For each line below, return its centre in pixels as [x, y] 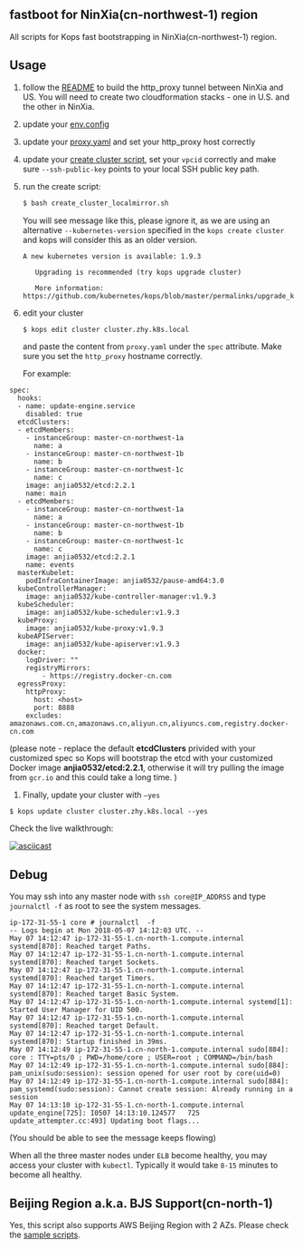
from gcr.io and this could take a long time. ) [94, 777]
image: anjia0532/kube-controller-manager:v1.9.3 [121, 597]
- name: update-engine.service [76, 406]
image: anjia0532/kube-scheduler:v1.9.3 [103, 613]
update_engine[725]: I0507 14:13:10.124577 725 [105, 1113]
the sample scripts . [45, 1234]
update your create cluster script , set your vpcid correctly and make [149, 159]
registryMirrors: [58, 668]
